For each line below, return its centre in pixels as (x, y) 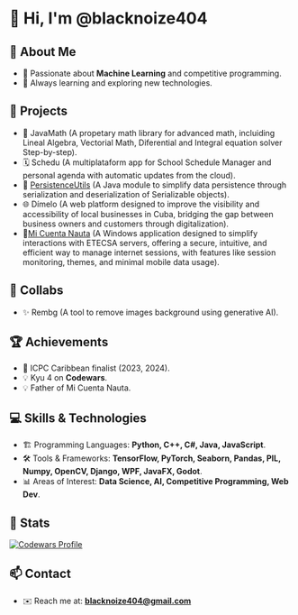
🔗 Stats (30, 523)
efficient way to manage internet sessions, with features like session (149, 252)
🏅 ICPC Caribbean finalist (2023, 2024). (96, 368)
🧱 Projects (39, 111)
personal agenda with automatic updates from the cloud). (129, 175)
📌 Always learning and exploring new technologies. (117, 83)
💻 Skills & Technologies (78, 418)
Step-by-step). (50, 151)
